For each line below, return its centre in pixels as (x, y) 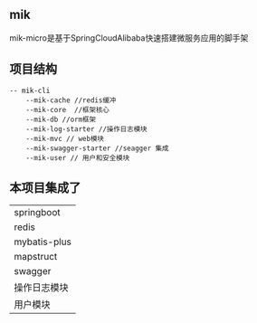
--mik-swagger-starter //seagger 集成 (97, 148)
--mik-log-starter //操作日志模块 (86, 129)
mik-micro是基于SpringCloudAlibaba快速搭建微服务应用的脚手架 (129, 38)
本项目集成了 (45, 188)
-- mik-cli (30, 90)
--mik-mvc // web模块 (65, 138)
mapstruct (36, 257)
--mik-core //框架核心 (68, 109)
